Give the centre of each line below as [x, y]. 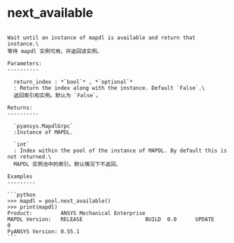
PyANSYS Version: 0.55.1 [43, 231]
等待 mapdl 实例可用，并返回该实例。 [55, 51]
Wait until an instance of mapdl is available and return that [102, 37]
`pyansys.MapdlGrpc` [43, 126]
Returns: [20, 107]
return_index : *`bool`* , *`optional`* [73, 82]
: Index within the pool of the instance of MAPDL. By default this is [121, 151]
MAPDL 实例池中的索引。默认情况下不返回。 [67, 164]
